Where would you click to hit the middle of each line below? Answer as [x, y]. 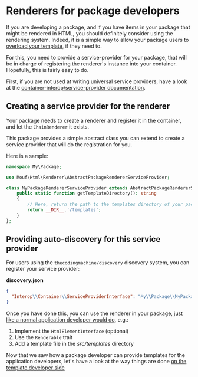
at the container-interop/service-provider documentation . [76, 87]
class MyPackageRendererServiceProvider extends [67, 188]
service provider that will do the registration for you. [69, 144]
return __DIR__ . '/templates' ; [64, 210]
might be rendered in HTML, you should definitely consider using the [90, 33]
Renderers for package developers [93, 11]
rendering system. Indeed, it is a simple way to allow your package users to [98, 40]
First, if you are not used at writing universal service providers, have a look [97, 81]
